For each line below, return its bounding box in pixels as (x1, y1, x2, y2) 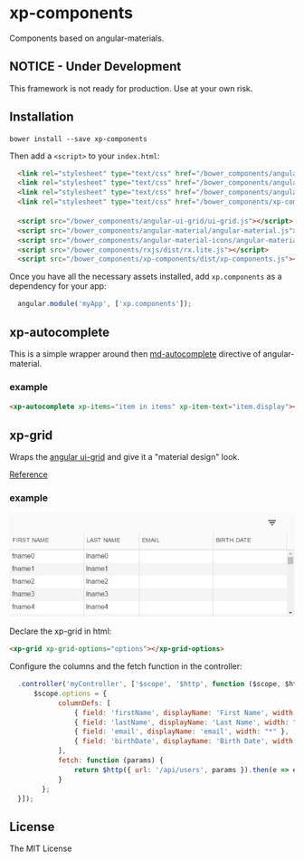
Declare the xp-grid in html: (9, 626, 112, 636)
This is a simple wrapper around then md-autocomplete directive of (9, 349, 261, 359)
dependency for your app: (9, 281, 107, 292)
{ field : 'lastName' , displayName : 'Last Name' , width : (73, 718, 290, 727)
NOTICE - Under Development (9, 59, 182, 74)
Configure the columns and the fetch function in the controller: (9, 661, 242, 672)
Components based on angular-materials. (9, 33, 165, 43)
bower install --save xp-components (9, 134, 147, 143)
